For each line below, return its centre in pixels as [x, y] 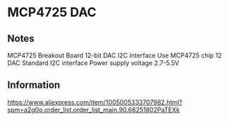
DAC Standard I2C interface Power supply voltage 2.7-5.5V [93, 63]
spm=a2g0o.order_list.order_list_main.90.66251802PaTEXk [94, 110]
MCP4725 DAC [52, 12]
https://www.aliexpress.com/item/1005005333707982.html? [95, 102]
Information [34, 85]
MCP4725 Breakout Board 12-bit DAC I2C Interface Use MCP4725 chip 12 [115, 55]
